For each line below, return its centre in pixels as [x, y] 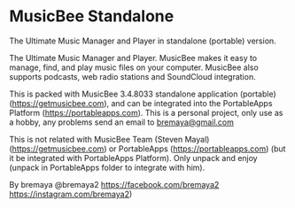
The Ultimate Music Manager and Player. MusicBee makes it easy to [133, 58]
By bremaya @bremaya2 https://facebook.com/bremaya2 [114, 184]
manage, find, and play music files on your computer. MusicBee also [134, 67]
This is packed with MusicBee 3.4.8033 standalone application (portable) [143, 94]
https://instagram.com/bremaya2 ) [71, 194]
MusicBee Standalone [92, 16]
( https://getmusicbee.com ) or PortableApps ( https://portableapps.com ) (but [147, 149]
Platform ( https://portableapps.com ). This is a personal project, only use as [146, 112]
